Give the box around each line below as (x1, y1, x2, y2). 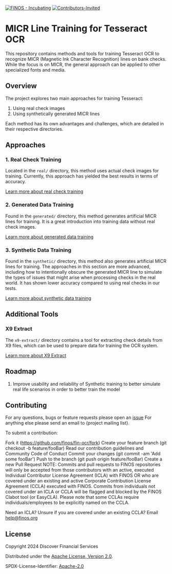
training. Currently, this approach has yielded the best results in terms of (5, 173, 158, 179)
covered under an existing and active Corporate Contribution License (5, 478, 152, 484)
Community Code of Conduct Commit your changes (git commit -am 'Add (5, 451, 161, 457)
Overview (5, 82, 37, 91)
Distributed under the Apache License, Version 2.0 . (5, 553, 114, 560)
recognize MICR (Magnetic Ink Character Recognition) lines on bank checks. (5, 56, 166, 62)
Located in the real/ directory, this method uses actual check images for (5, 168, 159, 174)
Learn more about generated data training (5, 233, 94, 240)
